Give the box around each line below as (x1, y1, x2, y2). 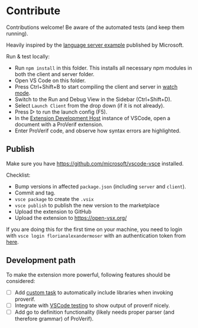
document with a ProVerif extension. (14, 121, 103, 128)
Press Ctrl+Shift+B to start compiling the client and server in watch (14, 83, 178, 90)
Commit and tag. (14, 189, 56, 196)
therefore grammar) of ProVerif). (14, 315, 94, 322)
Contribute (6, 4, 61, 18)
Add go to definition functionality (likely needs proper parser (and (14, 308, 174, 316)
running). (6, 30, 28, 37)
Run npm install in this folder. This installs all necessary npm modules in (14, 64, 192, 72)
